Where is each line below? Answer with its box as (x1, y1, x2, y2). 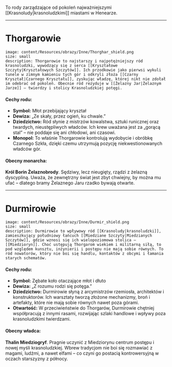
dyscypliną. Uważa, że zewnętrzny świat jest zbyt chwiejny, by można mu (5, 175, 161, 181)
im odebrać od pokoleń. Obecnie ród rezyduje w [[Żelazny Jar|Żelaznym (5, 81, 161, 86)
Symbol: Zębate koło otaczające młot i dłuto (12, 278, 106, 284)
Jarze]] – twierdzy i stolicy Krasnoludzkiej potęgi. (5, 85, 123, 90)
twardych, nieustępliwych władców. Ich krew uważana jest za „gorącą (12, 124, 161, 130)
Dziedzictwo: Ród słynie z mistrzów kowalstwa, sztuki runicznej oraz (12, 119, 159, 125)
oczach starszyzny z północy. (5, 355, 68, 361)
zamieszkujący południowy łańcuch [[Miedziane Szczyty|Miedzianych (5, 233, 153, 238)
